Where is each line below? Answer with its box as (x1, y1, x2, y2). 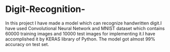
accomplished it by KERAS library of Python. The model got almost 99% (5, 36, 155, 42)
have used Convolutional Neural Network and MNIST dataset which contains (5, 25, 165, 31)
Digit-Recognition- (5, 3, 86, 15)
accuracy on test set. (5, 41, 50, 47)
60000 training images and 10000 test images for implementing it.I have (5, 30, 155, 36)
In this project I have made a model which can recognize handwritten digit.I (5, 20, 162, 26)
